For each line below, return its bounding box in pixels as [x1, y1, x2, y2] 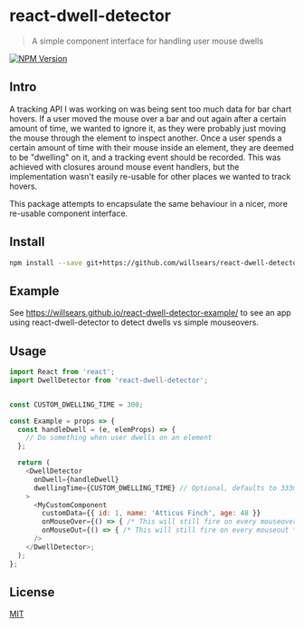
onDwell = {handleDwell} [33, 475, 119, 484]
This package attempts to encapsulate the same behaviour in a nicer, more [9, 198, 288, 209]
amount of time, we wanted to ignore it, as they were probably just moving [9, 123, 287, 133]
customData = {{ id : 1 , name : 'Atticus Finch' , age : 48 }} [42, 509, 261, 518]
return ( [17, 458, 51, 467]
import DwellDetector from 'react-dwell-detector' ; [9, 376, 208, 385]
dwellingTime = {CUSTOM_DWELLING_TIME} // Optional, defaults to [33, 483, 278, 493]
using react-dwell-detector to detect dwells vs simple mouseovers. [9, 317, 260, 328]
